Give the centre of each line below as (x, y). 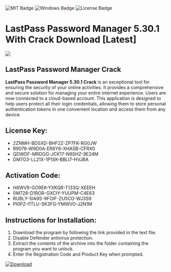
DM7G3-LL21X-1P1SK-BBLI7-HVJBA (51, 159)
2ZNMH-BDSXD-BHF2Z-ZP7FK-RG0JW (55, 143)
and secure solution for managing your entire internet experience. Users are (85, 93)
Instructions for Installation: (51, 220)
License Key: (26, 131)
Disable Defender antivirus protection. (53, 238)
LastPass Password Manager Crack (63, 69)
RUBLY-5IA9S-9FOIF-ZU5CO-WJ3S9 (52, 199)
